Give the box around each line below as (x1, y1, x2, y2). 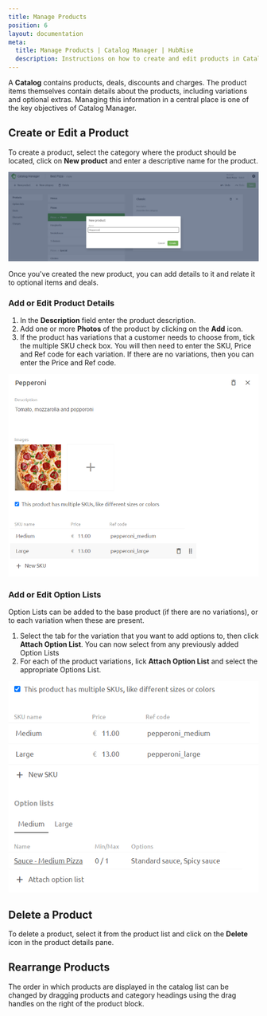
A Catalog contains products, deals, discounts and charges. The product (8, 78, 247, 87)
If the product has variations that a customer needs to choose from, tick (19, 333, 256, 342)
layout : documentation (8, 30, 83, 37)
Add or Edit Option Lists (8, 589, 102, 600)
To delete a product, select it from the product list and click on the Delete (8, 929, 249, 939)
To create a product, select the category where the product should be (8, 148, 237, 157)
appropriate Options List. (19, 665, 102, 675)
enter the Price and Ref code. (19, 358, 117, 368)
